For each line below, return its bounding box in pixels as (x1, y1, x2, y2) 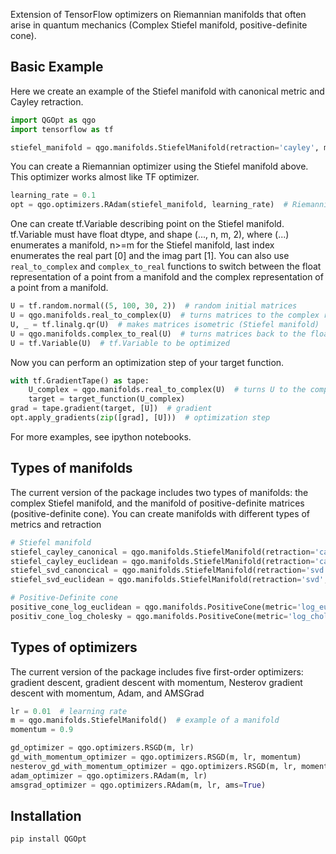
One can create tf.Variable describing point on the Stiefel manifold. (10, 218, 285, 230)
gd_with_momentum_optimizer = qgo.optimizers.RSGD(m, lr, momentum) (10, 752, 302, 763)
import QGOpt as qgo (10, 115, 97, 125)
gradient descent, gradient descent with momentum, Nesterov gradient (10, 676, 303, 688)
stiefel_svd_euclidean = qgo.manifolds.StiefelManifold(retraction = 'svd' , (10, 575, 329, 585)
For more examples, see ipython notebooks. (10, 430, 192, 443)
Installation (10, 807, 82, 824)
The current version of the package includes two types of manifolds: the (10, 486, 309, 498)
